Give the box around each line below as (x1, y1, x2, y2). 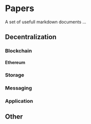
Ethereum (5, 59, 25, 65)
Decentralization (5, 33, 57, 41)
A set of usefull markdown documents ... (5, 19, 87, 25)
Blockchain (5, 47, 32, 54)
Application (5, 97, 33, 104)
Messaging (5, 84, 33, 91)
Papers (5, 3, 35, 14)
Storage (5, 71, 24, 78)
